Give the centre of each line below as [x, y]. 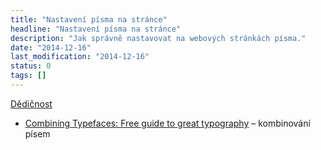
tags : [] [28, 76]
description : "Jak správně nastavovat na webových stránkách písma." [158, 38]
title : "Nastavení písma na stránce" [89, 19]
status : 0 [31, 66]
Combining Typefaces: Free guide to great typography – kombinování [167, 123]
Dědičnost [31, 103]
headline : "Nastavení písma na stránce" [96, 29]
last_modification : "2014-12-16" [80, 57]
